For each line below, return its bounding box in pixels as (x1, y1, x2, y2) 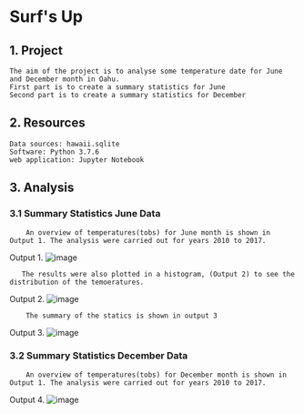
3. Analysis (9, 180, 75, 196)
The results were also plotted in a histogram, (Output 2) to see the (21, 269, 296, 278)
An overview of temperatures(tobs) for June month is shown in (25, 227, 271, 237)
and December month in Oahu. (9, 75, 120, 84)
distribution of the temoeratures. (9, 278, 145, 287)
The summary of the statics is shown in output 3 (25, 311, 218, 320)
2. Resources (9, 116, 86, 131)
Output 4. (9, 394, 46, 405)
